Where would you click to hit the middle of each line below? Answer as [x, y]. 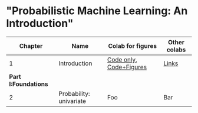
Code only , [122, 59]
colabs [176, 50]
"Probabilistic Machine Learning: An [97, 11]
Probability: [74, 93]
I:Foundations [29, 84]
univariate [72, 101]
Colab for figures [133, 46]
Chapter [31, 46]
